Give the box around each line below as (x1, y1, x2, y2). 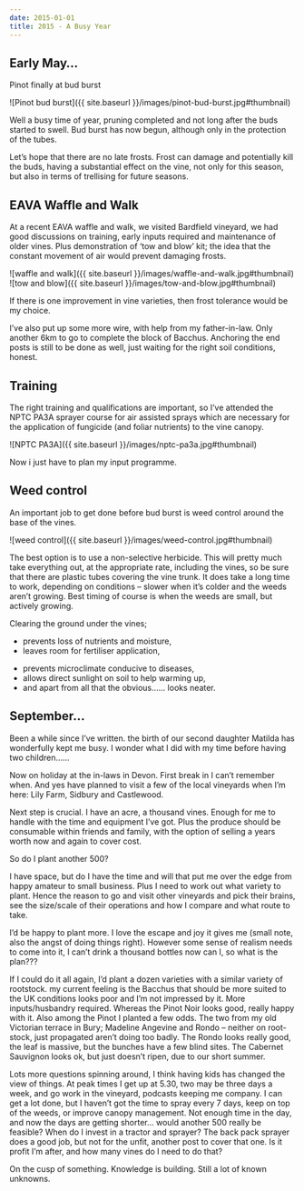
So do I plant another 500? (9, 853, 109, 864)
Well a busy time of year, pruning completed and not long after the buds (9, 115, 279, 125)
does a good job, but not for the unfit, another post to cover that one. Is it (9, 1136, 283, 1146)
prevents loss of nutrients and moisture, (22, 636, 172, 646)
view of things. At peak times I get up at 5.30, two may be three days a (9, 1078, 273, 1089)
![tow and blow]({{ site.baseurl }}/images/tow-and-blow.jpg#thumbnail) (9, 278, 277, 289)
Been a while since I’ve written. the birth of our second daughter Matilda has (9, 733, 295, 744)
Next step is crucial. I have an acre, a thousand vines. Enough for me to (9, 806, 276, 817)
